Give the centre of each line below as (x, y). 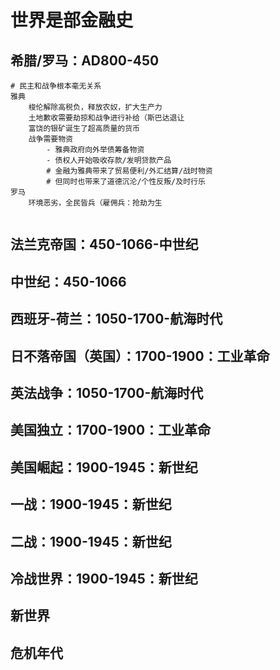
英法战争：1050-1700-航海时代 (107, 392)
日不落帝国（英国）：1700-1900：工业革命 (140, 356)
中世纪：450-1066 (68, 281)
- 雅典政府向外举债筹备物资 (95, 150)
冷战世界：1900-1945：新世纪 (104, 578)
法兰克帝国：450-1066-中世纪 (104, 244)
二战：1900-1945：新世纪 (91, 541)
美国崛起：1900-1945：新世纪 (104, 467)
